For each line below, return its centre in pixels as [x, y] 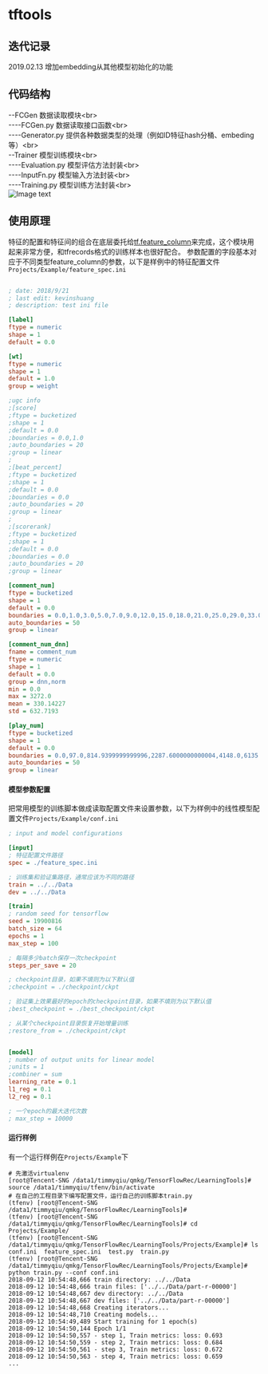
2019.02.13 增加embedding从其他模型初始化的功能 [91, 67]
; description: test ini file [59, 306]
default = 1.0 [32, 379]
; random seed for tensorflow [59, 914]
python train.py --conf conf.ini [64, 1273]
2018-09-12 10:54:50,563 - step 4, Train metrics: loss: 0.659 [116, 1356]
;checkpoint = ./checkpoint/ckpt [64, 987]
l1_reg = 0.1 [30, 1090]
